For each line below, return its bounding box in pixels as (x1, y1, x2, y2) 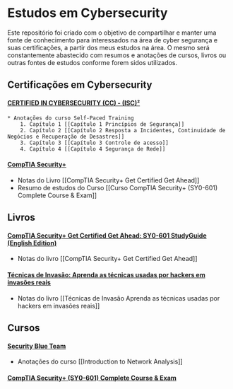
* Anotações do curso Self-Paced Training (7, 115, 134, 122)
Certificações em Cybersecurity (7, 79, 153, 91)
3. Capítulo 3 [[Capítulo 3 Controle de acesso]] (20, 139, 169, 146)
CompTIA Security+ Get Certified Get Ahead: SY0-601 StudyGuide (7, 231, 207, 240)
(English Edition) (7, 238, 57, 247)
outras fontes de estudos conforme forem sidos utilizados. (7, 58, 178, 66)
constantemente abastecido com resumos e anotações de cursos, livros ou (7, 51, 227, 59)
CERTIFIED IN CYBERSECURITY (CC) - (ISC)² (7, 98, 141, 107)
